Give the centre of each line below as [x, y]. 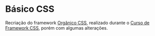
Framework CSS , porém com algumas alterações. [57, 28]
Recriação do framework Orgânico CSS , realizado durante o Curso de [77, 23]
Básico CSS [30, 9]
